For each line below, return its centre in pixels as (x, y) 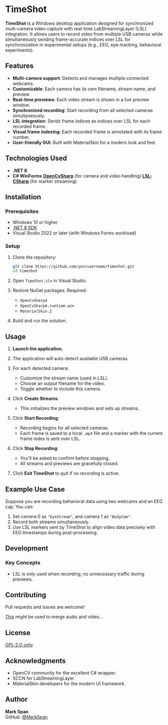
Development (27, 548)
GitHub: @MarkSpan (26, 717)
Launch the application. (38, 349)
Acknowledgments (36, 661)
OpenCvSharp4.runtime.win (47, 306)
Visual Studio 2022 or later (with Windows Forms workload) (74, 233)
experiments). (20, 50)
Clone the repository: (34, 257)
